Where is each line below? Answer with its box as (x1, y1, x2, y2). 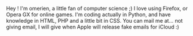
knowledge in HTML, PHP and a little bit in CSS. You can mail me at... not (6, 17, 183, 24)
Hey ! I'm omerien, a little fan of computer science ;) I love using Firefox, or (6, 5, 188, 12)
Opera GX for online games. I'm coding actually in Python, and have (6, 11, 171, 18)
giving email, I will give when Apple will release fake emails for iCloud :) (6, 23, 179, 30)
